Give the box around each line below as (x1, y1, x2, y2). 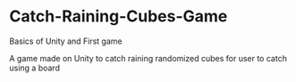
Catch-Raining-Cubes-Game (9, 6, 228, 27)
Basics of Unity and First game (9, 36, 123, 46)
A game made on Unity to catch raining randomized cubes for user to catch (9, 53, 288, 63)
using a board (9, 62, 61, 73)
